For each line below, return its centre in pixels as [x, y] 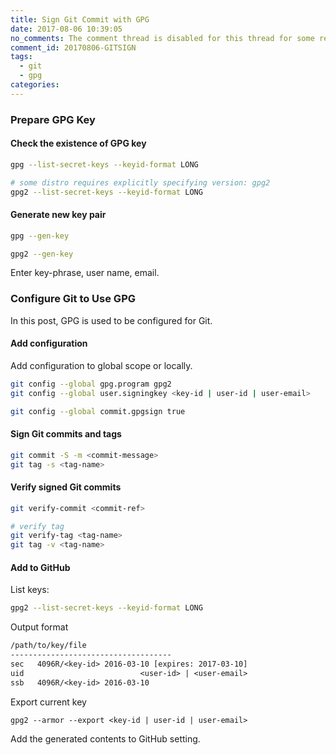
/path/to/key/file [48, 646]
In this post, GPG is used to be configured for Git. [111, 320]
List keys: [30, 590]
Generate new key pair [58, 215]
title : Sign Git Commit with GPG [80, 19]
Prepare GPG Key [53, 119]
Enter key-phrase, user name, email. [85, 273]
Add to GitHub [40, 567]
